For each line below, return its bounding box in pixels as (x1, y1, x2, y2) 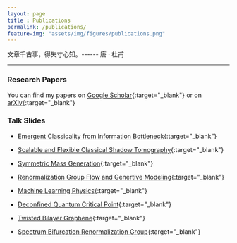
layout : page (7, 10, 46, 18)
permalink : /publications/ (7, 23, 87, 30)
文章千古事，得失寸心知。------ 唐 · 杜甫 (7, 50, 125, 58)
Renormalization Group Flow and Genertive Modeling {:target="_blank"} (17, 173, 224, 181)
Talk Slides (7, 116, 46, 125)
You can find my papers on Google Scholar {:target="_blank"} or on (7, 91, 202, 99)
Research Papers (7, 75, 67, 85)
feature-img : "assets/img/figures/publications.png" (7, 30, 166, 37)
